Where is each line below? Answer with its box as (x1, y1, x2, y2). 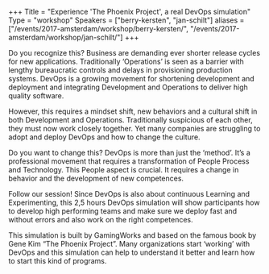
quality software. (8, 91, 64, 100)
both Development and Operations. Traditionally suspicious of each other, (8, 115, 253, 124)
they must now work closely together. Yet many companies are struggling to (8, 124, 261, 133)
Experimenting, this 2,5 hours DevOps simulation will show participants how (8, 197, 260, 207)
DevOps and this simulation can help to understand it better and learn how (8, 247, 255, 257)
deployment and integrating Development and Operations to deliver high (8, 82, 248, 92)
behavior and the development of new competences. (8, 173, 184, 183)
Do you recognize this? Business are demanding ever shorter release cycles (8, 48, 260, 57)
